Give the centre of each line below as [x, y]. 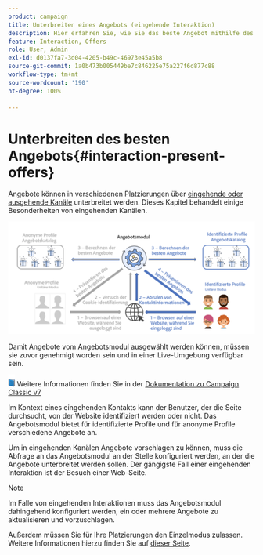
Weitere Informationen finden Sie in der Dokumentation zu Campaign [128, 383]
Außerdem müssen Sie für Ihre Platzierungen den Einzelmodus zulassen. [125, 535]
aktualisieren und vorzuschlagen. [61, 519]
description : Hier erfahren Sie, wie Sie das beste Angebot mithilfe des [131, 33]
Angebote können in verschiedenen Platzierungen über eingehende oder [126, 194]
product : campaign [38, 16]
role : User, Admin [38, 50]
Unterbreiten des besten [89, 139]
